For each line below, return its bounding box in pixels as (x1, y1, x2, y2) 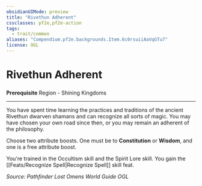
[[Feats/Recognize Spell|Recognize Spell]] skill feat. (6, 161, 134, 168)
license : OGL (6, 42, 39, 48)
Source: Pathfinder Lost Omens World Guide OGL (6, 173, 129, 180)
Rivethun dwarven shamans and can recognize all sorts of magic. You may (6, 112, 191, 120)
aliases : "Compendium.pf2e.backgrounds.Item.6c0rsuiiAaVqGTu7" (6, 36, 168, 42)
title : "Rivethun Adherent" (6, 14, 77, 20)
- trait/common (11, 31, 50, 37)
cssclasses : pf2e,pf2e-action (6, 20, 82, 26)
